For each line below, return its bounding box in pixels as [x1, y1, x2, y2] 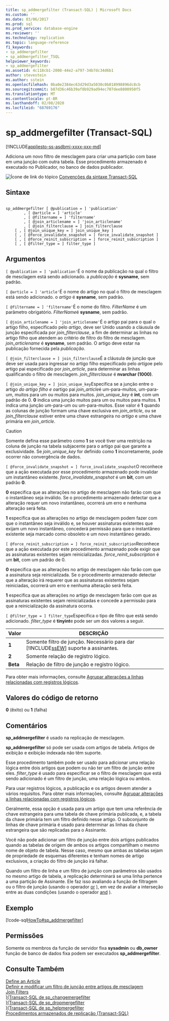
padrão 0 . [6, 479, 27, 485]
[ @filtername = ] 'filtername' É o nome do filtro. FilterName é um [6, 303, 147, 309]
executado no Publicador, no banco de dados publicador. [6, 164, 124, 170]
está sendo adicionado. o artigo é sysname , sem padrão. [6, 294, 124, 300]
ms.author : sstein [6, 77, 44, 82]
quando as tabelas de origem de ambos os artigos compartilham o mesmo [6, 842, 159, 848]
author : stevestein [6, 73, 47, 78]
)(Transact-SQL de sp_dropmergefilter [6, 999, 85, 1005]
